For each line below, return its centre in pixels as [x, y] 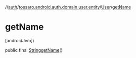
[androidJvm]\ [20, 40]
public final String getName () [34, 50]
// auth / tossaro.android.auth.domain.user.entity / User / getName [68, 7]
